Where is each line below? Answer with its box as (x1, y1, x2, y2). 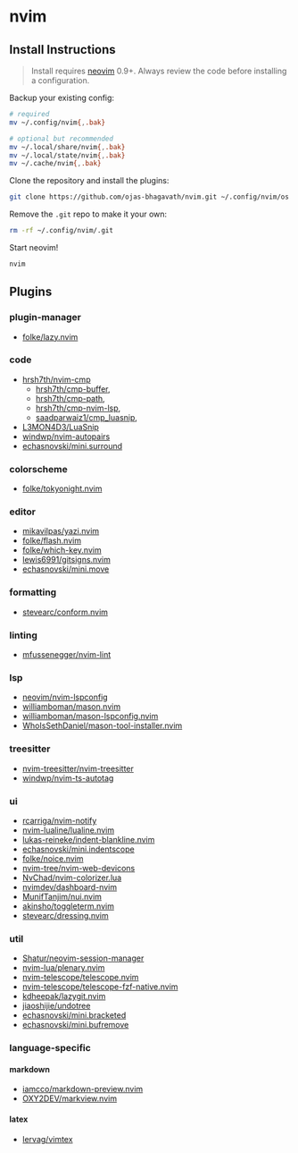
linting (9, 629, 37, 641)
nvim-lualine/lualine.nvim (21, 825, 114, 835)
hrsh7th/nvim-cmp (21, 374, 91, 385)
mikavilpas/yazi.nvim (21, 526, 100, 537)
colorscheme (9, 462, 69, 475)
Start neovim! (9, 242, 59, 252)
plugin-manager (9, 311, 82, 324)
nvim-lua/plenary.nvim (21, 962, 105, 973)
